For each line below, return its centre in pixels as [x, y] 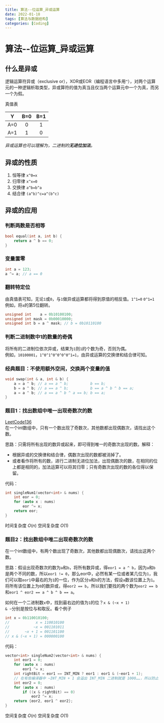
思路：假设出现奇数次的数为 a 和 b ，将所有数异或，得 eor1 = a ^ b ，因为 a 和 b [80, 568]
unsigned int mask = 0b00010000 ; [39, 319]
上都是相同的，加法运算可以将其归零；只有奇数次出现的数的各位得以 [81, 467]
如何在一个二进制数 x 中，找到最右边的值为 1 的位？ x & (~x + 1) [68, 603]
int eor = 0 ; [27, 497]
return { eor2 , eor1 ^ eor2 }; [43, 701]
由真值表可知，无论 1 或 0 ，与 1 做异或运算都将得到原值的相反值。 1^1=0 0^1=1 [80, 299]
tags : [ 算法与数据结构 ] [27, 19]
